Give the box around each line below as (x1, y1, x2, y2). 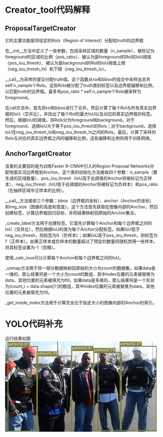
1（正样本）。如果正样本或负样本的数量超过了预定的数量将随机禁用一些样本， (5, 238, 158, 244)
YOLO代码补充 (5, 319, 63, 329)
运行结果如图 (5, 336, 31, 341)
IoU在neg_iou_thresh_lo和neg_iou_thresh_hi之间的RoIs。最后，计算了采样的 (5, 129, 156, 135)
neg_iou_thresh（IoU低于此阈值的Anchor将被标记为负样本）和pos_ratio (15, 181, 158, 187)
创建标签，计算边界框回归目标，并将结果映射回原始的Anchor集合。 (5, 210, 139, 216)
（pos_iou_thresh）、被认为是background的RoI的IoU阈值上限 (5, 60, 126, 66)
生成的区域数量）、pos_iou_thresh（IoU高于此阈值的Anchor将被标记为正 (5, 175, 148, 181)
